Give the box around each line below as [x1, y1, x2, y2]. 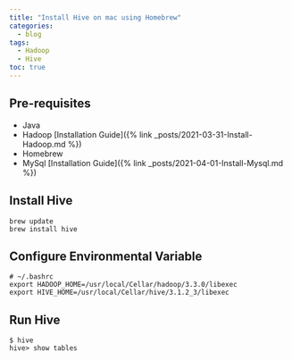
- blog [17, 29, 42, 38]
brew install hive [9, 224, 78, 233]
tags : [9, 38, 29, 47]
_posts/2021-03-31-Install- [154, 129, 253, 139]
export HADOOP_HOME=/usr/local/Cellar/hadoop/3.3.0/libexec [9, 280, 238, 289]
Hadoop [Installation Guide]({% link [21, 129, 153, 139]
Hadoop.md [21, 138, 66, 149]
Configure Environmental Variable [9, 248, 203, 264]
